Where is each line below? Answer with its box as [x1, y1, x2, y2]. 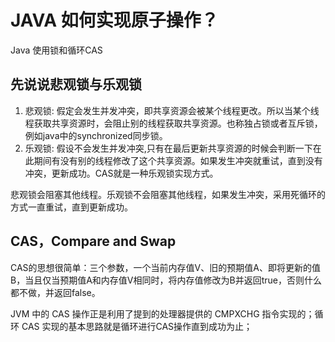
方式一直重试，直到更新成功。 [10, 201, 133, 213]
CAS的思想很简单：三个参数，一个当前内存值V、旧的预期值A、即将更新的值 [10, 261, 321, 273]
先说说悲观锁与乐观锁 [10, 76, 142, 93]
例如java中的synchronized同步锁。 [24, 129, 168, 141]
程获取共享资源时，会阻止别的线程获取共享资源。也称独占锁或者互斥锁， [24, 117, 323, 129]
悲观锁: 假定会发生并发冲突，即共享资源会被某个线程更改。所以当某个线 [24, 104, 320, 116]
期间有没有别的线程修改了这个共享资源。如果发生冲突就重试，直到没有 [33, 154, 323, 166]
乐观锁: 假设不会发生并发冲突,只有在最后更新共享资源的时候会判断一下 [24, 142, 313, 154]
